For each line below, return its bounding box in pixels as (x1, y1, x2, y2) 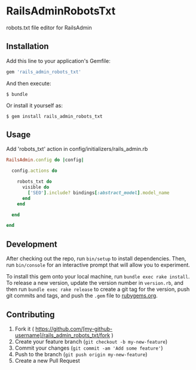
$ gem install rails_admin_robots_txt (6, 113, 103, 119)
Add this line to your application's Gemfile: (6, 57, 111, 64)
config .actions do (11, 168, 58, 174)
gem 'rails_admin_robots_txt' (6, 69, 82, 75)
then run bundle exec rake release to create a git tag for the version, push (6, 286, 190, 293)
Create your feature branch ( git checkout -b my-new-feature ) (14, 338, 168, 345)
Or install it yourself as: (6, 102, 63, 109)
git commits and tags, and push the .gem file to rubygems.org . (6, 292, 158, 299)
